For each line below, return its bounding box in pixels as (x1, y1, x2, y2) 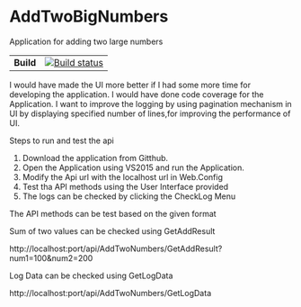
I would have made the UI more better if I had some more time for (9, 79, 252, 90)
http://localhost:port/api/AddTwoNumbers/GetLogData (9, 287, 212, 298)
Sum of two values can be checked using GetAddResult (9, 225, 216, 236)
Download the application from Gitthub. (22, 152, 169, 163)
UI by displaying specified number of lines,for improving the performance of (9, 108, 291, 119)
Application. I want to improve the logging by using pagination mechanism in (9, 98, 292, 109)
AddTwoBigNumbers (9, 6, 169, 27)
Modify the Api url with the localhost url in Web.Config (22, 171, 223, 182)
